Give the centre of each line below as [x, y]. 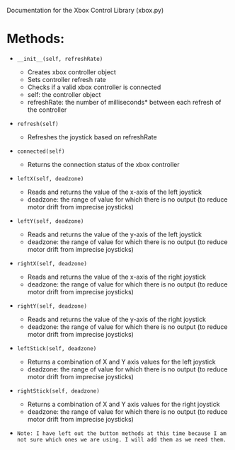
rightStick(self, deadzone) [58, 391]
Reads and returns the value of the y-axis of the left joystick [115, 234]
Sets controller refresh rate [67, 79]
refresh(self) [38, 124]
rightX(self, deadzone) [52, 264]
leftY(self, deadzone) [50, 221]
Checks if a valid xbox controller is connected [94, 87]
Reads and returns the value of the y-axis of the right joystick [117, 319]
